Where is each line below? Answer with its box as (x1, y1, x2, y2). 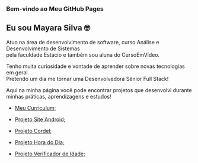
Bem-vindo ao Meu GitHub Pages (6, 5, 104, 13)
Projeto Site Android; (14, 116, 66, 123)
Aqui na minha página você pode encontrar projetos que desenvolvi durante (6, 86, 192, 93)
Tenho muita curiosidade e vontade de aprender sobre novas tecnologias (6, 63, 185, 70)
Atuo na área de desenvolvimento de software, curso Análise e (6, 38, 159, 45)
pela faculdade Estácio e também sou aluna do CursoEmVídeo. (6, 51, 160, 58)
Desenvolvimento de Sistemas (6, 45, 80, 52)
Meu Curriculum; (14, 104, 56, 111)
